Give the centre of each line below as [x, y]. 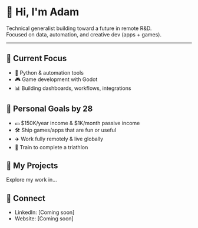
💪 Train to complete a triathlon [51, 147]
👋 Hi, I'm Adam [43, 12]
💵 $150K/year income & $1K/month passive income [77, 123]
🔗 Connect [26, 198]
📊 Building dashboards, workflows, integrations [73, 88]
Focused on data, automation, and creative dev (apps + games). [84, 34]
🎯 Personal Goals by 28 [49, 109]
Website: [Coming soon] [44, 219]
